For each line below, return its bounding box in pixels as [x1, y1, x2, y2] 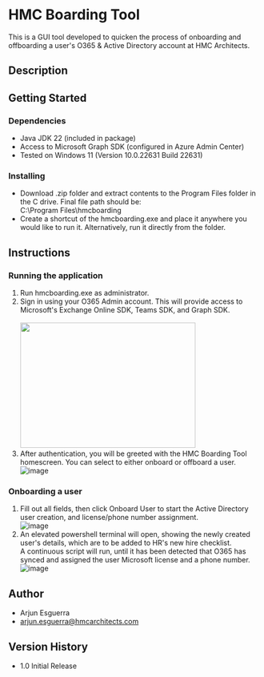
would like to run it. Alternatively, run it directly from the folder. [19, 223, 226, 232]
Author [8, 586, 44, 600]
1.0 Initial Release [19, 661, 78, 671]
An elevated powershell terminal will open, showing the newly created [19, 530, 250, 539]
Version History [8, 639, 88, 654]
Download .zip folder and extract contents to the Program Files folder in [19, 188, 256, 198]
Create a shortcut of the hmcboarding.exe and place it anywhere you [19, 214, 248, 224]
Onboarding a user [8, 486, 82, 497]
